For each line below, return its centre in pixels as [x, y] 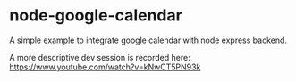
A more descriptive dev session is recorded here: [100, 57]
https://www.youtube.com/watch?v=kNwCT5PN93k [105, 67]
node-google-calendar [96, 16]
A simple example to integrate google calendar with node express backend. [148, 40]
